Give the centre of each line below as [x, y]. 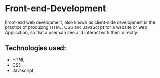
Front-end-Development [56, 9]
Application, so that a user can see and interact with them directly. [71, 32]
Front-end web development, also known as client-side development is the [80, 22]
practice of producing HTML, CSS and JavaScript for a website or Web [76, 27]
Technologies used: [36, 48]
